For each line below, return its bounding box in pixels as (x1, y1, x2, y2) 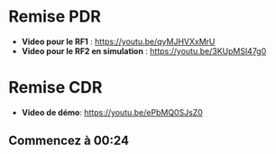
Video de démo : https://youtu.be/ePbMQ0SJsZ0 (21, 106, 204, 118)
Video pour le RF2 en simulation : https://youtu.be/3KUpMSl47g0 (21, 45, 267, 56)
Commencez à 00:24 (8, 133, 130, 149)
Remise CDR (8, 77, 103, 98)
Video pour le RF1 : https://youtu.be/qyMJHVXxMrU (21, 36, 216, 47)
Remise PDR (8, 6, 101, 27)
